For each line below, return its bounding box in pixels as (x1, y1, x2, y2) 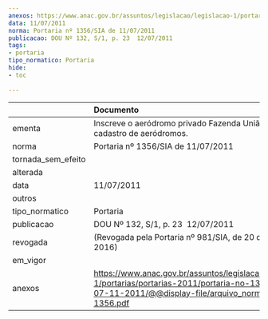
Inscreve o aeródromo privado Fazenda (93, 118, 241, 129)
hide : (8, 64, 26, 72)
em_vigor (12, 254, 46, 265)
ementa (12, 122, 41, 134)
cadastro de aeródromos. (93, 127, 189, 138)
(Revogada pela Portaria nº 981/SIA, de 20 (93, 231, 255, 242)
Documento (93, 104, 140, 115)
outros (12, 193, 37, 204)
